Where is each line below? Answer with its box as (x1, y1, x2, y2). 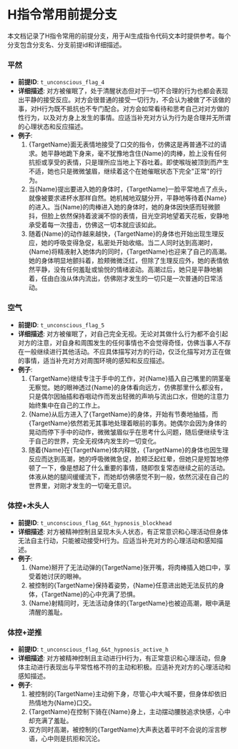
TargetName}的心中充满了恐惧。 (44, 590, 139, 598)
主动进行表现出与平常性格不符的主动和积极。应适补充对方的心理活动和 (24, 663, 231, 672)
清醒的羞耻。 (28, 607, 66, 616)
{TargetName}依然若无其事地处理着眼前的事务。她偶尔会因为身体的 (28, 419, 227, 427)
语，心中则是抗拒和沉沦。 (28, 734, 104, 743)
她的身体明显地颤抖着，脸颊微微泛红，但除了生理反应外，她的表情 (28, 257, 223, 265)
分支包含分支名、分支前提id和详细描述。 (7, 40, 126, 49)
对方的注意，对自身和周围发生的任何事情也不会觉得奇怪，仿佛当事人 (17, 338, 219, 347)
